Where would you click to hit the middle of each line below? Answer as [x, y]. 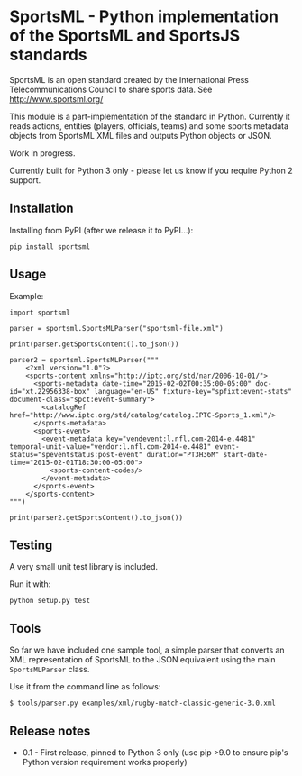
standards [48, 55]
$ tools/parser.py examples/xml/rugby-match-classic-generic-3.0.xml [143, 703]
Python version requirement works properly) [105, 762]
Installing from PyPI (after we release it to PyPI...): [101, 230]
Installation [41, 209]
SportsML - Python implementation [144, 17]
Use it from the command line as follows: [85, 687]
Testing [31, 545]
